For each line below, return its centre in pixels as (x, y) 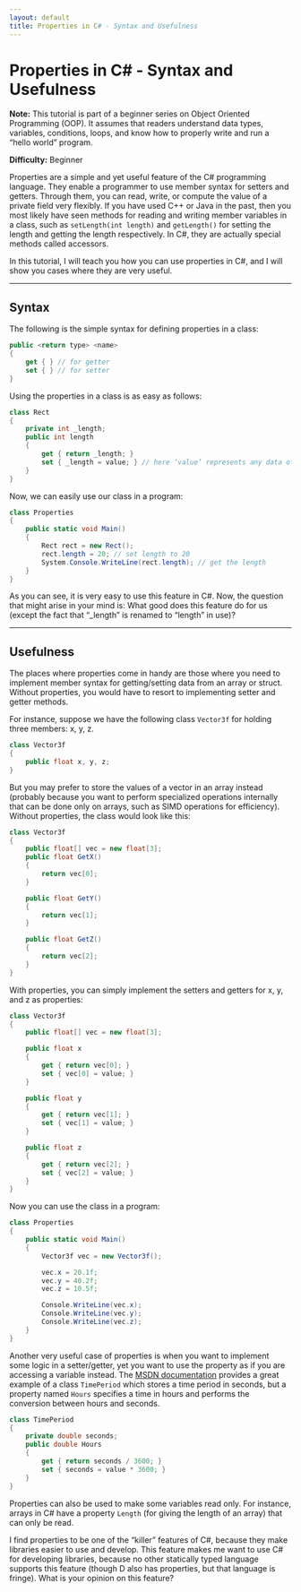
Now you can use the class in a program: (85, 1207)
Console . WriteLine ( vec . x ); (92, 1305)
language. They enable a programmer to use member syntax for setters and (149, 187)
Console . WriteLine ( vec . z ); (92, 1322)
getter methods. (39, 702)
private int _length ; (65, 429)
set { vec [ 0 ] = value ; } (88, 1073)
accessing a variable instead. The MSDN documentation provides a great (144, 1374)
